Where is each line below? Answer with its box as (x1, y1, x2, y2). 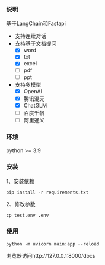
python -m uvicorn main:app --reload (6, 241, 100, 247)
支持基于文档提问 (14, 40, 57, 47)
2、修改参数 (6, 200, 36, 207)
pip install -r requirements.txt (6, 189, 89, 195)
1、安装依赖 (6, 177, 34, 185)
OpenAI (23, 87, 43, 94)
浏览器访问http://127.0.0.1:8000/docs (6, 252, 96, 259)
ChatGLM (23, 102, 47, 109)
